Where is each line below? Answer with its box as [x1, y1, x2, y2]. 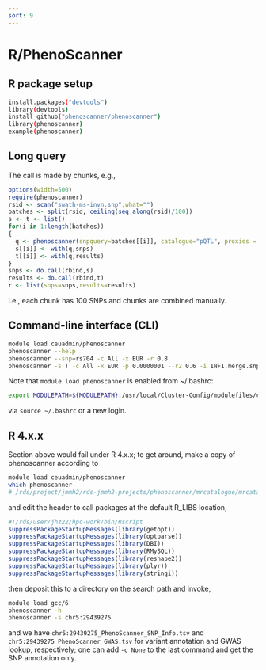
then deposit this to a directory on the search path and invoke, [8, 584, 211, 593]
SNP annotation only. [8, 653, 77, 663]
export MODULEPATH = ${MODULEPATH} [8, 391, 119, 400]
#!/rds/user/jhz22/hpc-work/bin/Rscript [8, 518, 144, 526]
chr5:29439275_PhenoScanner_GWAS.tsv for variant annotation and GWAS [8, 637, 241, 646]
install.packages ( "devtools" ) [8, 98, 108, 106]
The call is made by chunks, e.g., [8, 170, 116, 180]
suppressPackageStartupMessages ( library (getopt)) [8, 525, 176, 533]
